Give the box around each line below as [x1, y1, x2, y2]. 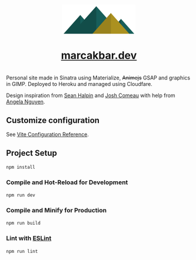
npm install [6, 164, 35, 171]
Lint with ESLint [6, 234, 52, 242]
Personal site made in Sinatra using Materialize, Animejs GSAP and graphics [6, 74, 190, 81]
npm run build [6, 220, 41, 226]
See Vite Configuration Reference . [6, 131, 89, 138]
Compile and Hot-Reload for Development [6, 178, 128, 186]
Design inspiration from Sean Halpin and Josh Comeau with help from [6, 92, 175, 99]
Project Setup [6, 148, 58, 158]
